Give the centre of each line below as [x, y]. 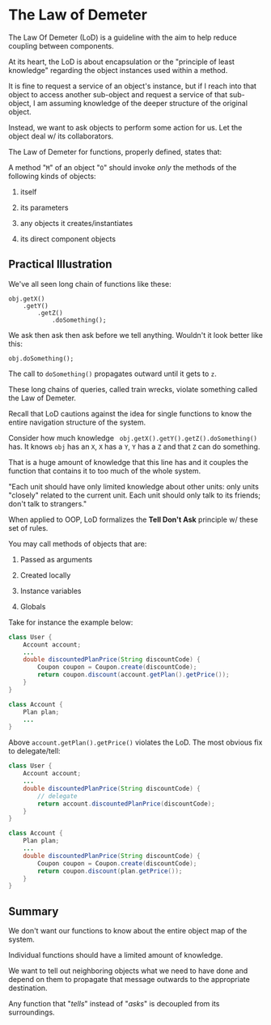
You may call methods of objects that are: [78, 544]
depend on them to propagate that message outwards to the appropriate [129, 980]
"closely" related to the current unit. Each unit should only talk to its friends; [135, 495]
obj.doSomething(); [41, 358]
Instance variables [51, 591]
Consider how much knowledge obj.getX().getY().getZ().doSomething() [133, 438]
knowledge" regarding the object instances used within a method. [118, 70]
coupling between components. [61, 45]
